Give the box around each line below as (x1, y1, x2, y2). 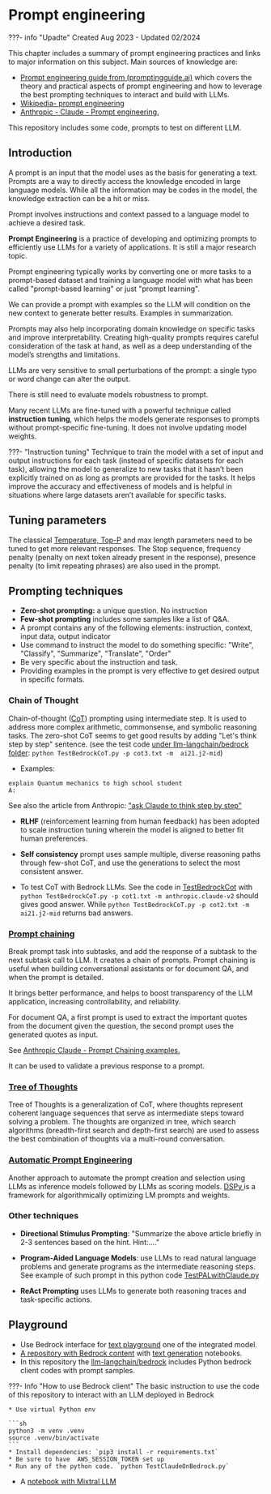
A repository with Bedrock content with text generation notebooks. (19, 1348, 243, 1358)
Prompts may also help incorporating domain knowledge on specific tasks (8, 323, 256, 333)
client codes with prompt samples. (19, 1365, 136, 1375)
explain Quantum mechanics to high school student (8, 779, 183, 787)
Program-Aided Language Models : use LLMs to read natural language (19, 1252, 256, 1262)
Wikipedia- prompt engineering (19, 98, 125, 108)
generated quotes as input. (8, 1030, 99, 1039)
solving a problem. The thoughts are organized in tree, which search (8, 1117, 236, 1127)
